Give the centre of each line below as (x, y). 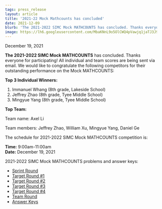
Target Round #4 (29, 191)
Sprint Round (25, 171)
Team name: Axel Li (25, 119)
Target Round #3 (29, 186)
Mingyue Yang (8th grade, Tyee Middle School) (59, 100)
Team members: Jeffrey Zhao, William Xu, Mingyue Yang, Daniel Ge (72, 128)
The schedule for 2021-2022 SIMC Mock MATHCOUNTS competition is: (76, 137)
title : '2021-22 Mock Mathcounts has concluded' (55, 18)
